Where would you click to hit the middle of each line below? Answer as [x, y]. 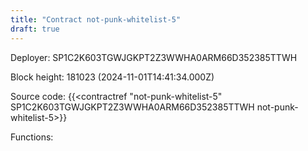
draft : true [35, 29]
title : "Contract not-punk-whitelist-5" [96, 19]
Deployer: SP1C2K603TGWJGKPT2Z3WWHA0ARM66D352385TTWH [154, 57]
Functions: [32, 137]
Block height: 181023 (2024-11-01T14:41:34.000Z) [112, 77]
